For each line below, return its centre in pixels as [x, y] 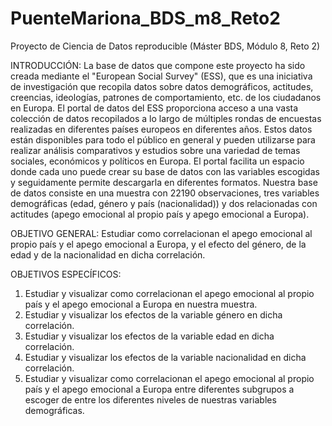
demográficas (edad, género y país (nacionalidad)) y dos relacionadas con [164, 203]
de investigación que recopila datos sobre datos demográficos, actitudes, [162, 86]
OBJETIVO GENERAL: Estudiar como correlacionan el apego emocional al [161, 233]
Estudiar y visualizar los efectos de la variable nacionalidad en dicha [165, 357]
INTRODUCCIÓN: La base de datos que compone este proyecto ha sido [158, 65]
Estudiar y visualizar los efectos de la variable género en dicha [153, 314]
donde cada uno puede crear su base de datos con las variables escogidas [165, 171]
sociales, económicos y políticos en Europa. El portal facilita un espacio [157, 161]
